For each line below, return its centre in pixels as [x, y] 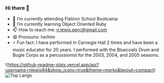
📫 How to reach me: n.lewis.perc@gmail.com [60, 30]
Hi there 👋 [18, 8]
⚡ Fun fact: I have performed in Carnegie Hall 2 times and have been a [85, 42]
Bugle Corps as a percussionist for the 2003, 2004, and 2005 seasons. [86, 55]
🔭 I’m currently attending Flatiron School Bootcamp [65, 19]
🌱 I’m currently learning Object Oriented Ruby [59, 24]
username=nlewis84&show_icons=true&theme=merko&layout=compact [80, 70]
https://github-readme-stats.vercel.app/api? [54, 65]
